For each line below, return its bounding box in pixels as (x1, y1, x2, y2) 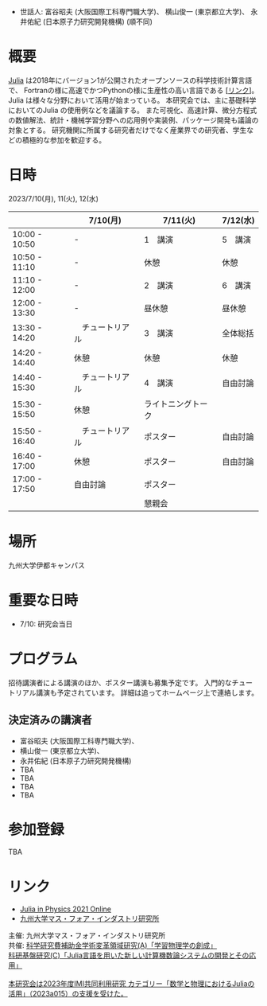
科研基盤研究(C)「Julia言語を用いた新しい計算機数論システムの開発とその (8, 950, 250, 961)
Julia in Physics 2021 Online (19, 904, 111, 914)
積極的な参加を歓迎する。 (21, 135, 106, 145)
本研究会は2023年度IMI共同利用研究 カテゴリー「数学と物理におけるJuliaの (8, 979, 255, 988)
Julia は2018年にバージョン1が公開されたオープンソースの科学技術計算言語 (8, 75, 253, 85)
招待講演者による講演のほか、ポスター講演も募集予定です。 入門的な (8, 677, 232, 687)
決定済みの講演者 (8, 713, 92, 727)
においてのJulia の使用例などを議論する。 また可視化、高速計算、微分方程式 (8, 105, 257, 115)
